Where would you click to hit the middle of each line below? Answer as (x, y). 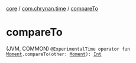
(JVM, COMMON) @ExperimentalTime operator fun (68, 48)
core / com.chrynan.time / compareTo (52, 9)
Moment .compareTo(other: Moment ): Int (54, 54)
